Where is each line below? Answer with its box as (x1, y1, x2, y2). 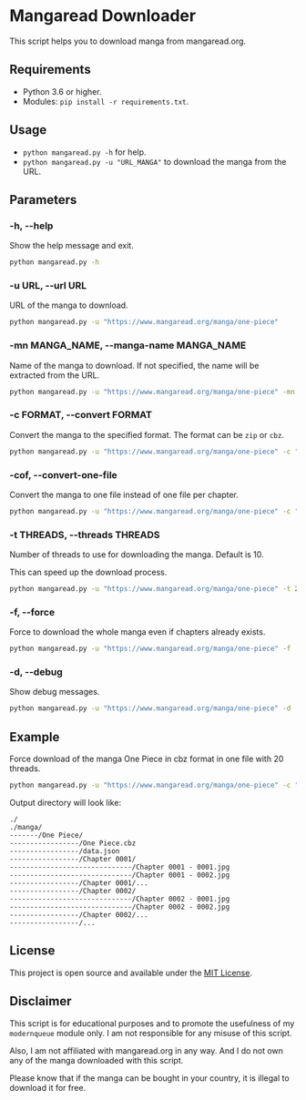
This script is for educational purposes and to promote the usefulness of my (9, 1017, 295, 1029)
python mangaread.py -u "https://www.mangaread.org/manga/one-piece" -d (9, 704, 291, 713)
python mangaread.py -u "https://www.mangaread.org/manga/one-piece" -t (9, 585, 291, 594)
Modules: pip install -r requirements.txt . (22, 96, 189, 107)
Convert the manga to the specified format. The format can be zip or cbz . (9, 429, 285, 440)
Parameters (9, 192, 77, 208)
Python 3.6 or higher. (22, 86, 102, 97)
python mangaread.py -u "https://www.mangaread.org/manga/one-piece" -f (9, 644, 291, 654)
